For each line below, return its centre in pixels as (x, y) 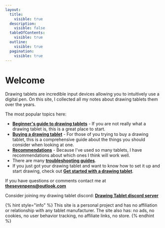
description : (23, 24)
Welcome (25, 80)
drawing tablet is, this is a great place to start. (59, 129)
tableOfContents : (27, 33)
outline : (19, 42)
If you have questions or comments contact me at (56, 181)
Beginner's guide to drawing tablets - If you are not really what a (79, 124)
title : (16, 14)
